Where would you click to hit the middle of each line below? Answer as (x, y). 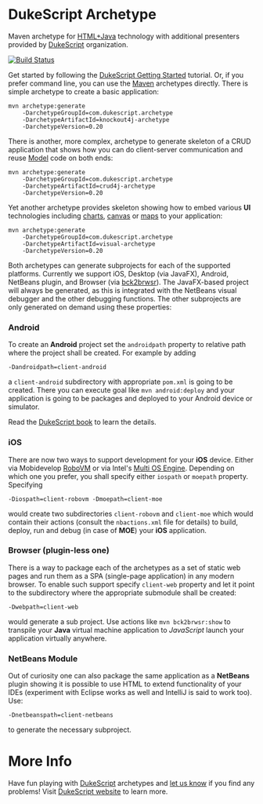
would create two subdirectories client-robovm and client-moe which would (131, 513)
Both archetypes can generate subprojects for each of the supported (119, 265)
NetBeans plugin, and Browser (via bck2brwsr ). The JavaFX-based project (128, 282)
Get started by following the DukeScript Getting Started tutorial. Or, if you (126, 75)
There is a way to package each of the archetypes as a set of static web (124, 568)
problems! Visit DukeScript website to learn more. (88, 791)
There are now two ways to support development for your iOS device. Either (131, 459)
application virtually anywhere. (58, 638)
